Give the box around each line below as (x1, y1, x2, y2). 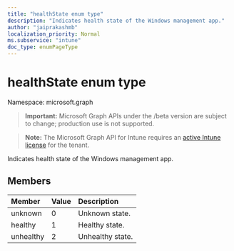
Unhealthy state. (78, 231, 133, 241)
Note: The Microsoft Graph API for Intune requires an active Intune (24, 133, 221, 141)
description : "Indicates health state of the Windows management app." (7, 17, 225, 24)
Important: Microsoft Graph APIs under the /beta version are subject (24, 111, 227, 120)
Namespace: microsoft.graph (7, 98, 93, 106)
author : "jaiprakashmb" (7, 24, 78, 31)
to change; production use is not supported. (24, 119, 155, 128)
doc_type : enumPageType (7, 43, 78, 51)
